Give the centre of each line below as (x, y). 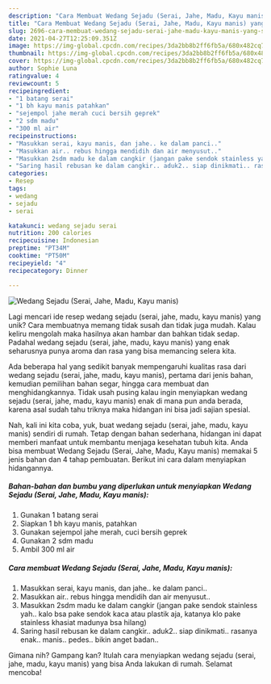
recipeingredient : (39, 91)
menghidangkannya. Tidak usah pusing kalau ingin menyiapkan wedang (128, 392)
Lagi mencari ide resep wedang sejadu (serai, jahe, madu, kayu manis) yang (135, 317)
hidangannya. (31, 468)
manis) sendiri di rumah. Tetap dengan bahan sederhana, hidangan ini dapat (135, 434)
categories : (28, 174)
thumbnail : (27, 53)
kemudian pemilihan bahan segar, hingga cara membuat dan (109, 384)
